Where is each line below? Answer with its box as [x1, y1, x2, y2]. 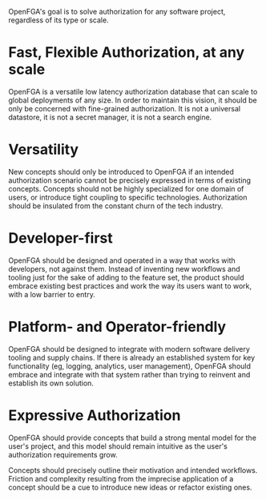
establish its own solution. [8, 378, 95, 388]
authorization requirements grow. [8, 450, 118, 459]
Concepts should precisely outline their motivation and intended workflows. [8, 465, 258, 475]
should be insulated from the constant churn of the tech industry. [8, 200, 224, 211]
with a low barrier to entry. [8, 289, 96, 299]
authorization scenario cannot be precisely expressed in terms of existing [8, 175, 251, 185]
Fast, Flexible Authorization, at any [8, 43, 245, 62]
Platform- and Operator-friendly [8, 318, 227, 336]
